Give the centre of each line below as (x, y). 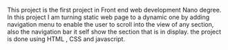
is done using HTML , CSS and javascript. (66, 39)
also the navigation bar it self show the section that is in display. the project (114, 32)
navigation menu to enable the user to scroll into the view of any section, (111, 24)
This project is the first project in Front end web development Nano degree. (114, 10)
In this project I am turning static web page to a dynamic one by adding (108, 17)
